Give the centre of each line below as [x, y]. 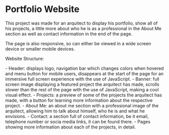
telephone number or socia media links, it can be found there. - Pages [78, 121]
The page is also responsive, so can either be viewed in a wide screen [78, 43]
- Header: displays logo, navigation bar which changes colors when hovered [84, 68]
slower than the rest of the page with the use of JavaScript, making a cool [82, 89]
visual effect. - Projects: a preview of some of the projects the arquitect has [84, 95]
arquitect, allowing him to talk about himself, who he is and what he [75, 111]
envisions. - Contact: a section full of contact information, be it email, [77, 116]
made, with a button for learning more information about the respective [79, 100]
